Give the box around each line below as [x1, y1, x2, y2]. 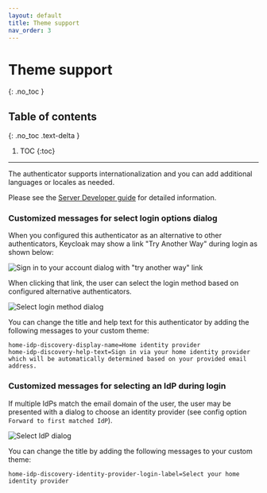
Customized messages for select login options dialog [8, 213, 218, 224]
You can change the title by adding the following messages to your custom [8, 446, 253, 456]
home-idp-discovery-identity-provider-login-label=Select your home [8, 470, 240, 478]
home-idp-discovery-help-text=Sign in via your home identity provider [8, 349, 250, 356]
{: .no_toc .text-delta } [8, 131, 80, 141]
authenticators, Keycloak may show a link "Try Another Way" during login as [8, 239, 258, 248]
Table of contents [8, 110, 97, 123]
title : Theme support [8, 19, 80, 27]
